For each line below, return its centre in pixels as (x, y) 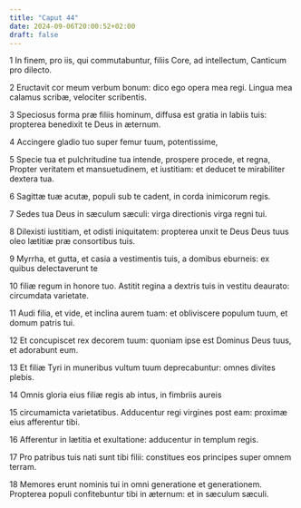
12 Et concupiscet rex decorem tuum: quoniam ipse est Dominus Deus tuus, (150, 340)
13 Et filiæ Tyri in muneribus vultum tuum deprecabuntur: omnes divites (143, 367)
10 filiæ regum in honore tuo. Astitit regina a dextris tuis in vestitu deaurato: (150, 286)
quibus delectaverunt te (53, 269)
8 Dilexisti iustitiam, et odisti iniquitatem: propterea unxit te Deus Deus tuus (149, 231)
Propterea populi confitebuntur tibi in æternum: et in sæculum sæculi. (139, 494)
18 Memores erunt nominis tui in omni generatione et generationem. (136, 484)
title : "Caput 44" (44, 18)
